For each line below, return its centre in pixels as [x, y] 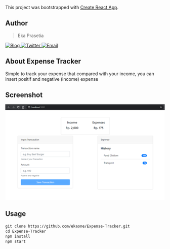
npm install [18, 236]
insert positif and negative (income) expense [52, 79]
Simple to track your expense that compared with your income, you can [80, 74]
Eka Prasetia [31, 36]
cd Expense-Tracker [26, 231]
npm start [16, 241]
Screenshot [24, 95]
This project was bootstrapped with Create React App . [62, 7]
